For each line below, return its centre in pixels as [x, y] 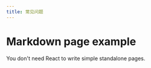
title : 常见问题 [25, 12]
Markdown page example [71, 41]
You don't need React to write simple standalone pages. [76, 58]
